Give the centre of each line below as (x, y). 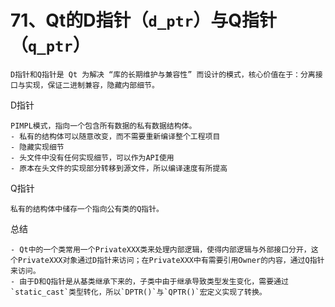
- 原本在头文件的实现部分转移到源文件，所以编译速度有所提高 (119, 168)
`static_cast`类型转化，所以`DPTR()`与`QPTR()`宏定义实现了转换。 (138, 292)
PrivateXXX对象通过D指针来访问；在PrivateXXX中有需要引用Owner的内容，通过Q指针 (171, 260)
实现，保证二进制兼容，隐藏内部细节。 (92, 85)
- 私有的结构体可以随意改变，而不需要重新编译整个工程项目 (115, 136)
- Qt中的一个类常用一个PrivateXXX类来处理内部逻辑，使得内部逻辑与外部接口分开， (161, 249)
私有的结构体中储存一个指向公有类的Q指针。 (87, 209)
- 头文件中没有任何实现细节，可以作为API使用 (92, 157)
